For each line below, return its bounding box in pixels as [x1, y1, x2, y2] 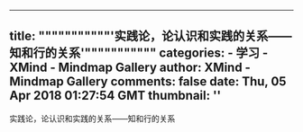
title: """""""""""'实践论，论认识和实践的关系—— [9, 29, 292, 44]
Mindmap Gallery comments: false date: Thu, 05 [9, 74, 287, 90]
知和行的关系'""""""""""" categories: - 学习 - [9, 46, 269, 61]
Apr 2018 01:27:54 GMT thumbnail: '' [9, 88, 222, 103]
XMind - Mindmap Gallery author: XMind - [9, 60, 251, 75]
